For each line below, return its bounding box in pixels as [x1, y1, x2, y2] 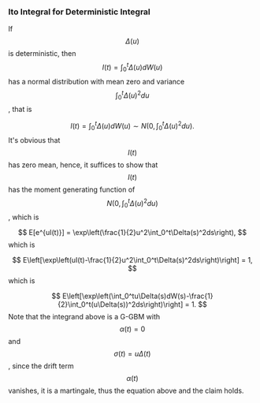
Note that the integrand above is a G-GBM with [8, 312, 160, 322]
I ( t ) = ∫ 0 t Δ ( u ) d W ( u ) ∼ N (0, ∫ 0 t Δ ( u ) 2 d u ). [70, 120, 195, 132]
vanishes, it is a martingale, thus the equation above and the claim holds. [8, 386, 244, 396]
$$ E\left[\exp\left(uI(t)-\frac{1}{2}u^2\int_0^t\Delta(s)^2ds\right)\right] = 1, [11, 256, 254, 265]
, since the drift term [8, 361, 75, 371]
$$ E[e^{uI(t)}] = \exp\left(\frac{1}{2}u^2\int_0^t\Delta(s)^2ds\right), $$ [17, 228, 247, 237]
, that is [8, 105, 32, 114]
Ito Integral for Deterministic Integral [8, 6, 151, 17]
